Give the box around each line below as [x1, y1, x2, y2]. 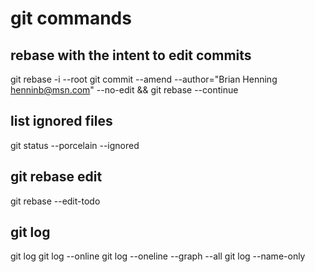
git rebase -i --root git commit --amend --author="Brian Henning [10, 73, 278, 85]
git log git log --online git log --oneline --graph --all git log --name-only [10, 250, 306, 262]
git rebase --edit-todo [10, 195, 101, 207]
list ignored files [10, 113, 113, 130]
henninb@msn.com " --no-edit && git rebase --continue [10, 84, 239, 96]
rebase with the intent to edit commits [10, 47, 252, 64]
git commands [10, 7, 132, 30]
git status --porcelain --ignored [10, 139, 140, 151]
